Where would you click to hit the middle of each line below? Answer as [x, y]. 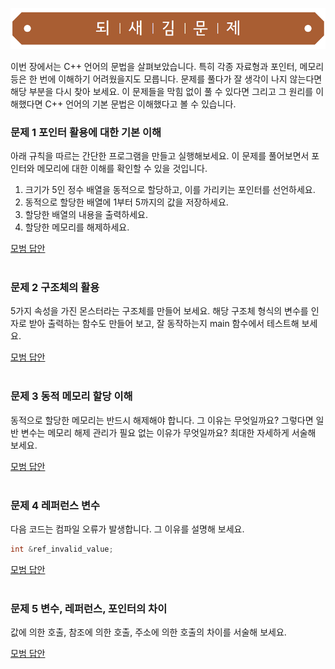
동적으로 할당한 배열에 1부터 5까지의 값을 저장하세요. [126, 202]
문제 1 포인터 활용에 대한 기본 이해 [86, 132]
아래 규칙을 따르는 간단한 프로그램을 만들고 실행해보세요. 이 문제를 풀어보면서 [160, 156]
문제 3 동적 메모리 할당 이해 [71, 396]
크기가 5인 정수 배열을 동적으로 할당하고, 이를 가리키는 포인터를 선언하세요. [170, 190]
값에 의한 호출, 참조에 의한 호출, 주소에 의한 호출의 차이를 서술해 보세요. [148, 632]
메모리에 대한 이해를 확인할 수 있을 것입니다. [122, 169]
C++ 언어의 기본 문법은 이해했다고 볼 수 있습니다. [140, 104]
